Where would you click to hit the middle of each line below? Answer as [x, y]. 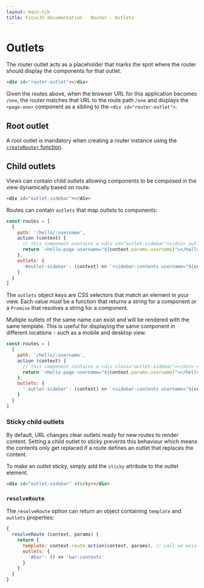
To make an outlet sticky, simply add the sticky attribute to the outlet [93, 466]
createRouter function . [35, 147]
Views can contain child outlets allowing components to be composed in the [102, 181]
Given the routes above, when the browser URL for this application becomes [102, 94]
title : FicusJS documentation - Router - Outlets [70, 18]
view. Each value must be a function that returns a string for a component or [102, 301]
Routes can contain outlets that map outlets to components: [82, 210]
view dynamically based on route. [49, 187]
